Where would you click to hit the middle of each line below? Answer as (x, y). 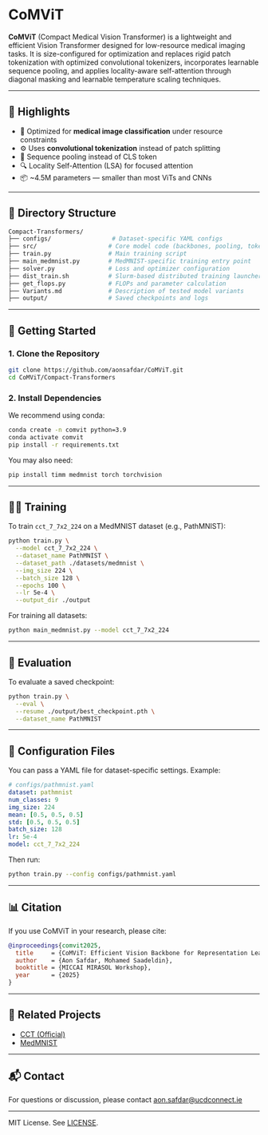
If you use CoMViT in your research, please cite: (87, 931)
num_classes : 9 (33, 800)
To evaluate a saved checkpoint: (61, 681)
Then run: (24, 859)
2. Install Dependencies (55, 398)
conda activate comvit (46, 437)
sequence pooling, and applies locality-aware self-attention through (120, 70)
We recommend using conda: (57, 415)
